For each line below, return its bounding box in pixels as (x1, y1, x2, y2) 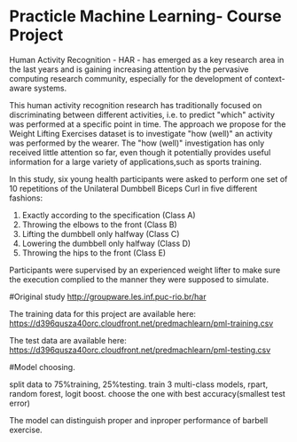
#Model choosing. (9, 361, 75, 372)
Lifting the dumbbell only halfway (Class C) (21, 228, 180, 239)
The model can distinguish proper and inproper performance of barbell (9, 414, 269, 425)
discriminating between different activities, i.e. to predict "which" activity (9, 109, 275, 120)
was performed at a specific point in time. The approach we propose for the (9, 118, 286, 130)
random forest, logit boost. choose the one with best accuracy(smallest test (9, 388, 285, 399)
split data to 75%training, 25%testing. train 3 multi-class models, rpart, (9, 379, 269, 390)
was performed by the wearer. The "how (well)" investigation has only (9, 138, 265, 148)
